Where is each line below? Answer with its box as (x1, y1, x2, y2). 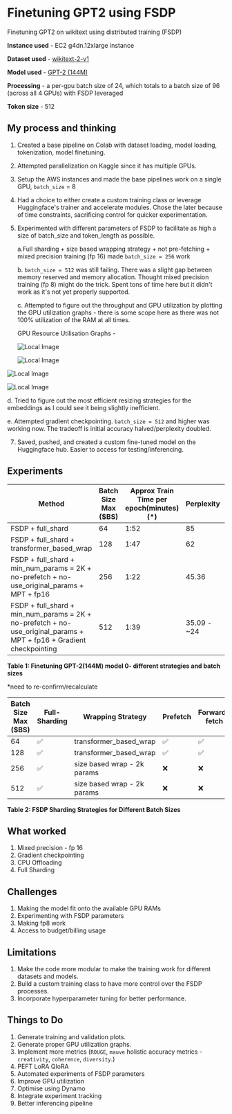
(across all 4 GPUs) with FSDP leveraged (7, 89, 124, 97)
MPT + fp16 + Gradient (10, 635, 86, 645)
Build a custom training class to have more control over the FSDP (17, 980, 202, 988)
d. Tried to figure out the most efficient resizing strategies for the (7, 396, 192, 405)
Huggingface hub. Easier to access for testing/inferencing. (17, 445, 184, 453)
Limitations (7, 946, 57, 958)
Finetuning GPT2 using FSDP (7, 5, 176, 21)
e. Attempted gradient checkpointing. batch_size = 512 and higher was (7, 417, 210, 425)
